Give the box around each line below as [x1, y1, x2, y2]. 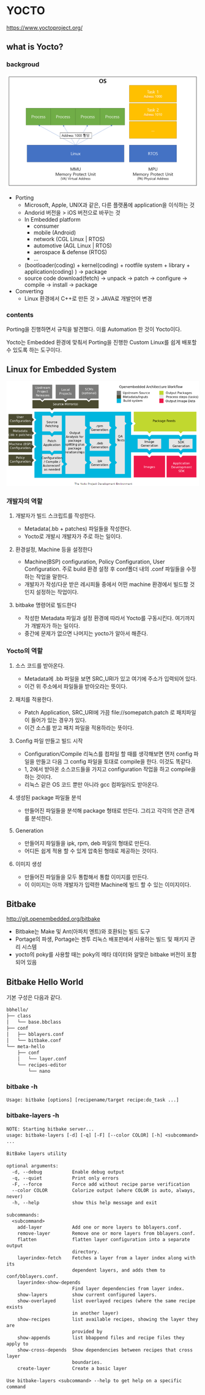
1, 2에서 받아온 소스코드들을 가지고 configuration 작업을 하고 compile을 [24, 765, 196, 773]
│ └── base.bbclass [6, 1019, 62, 1026]
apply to [6, 1340, 29, 1347]
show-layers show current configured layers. [17, 1291, 157, 1298]
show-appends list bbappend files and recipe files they [17, 1334, 185, 1341]
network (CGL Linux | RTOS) [33, 236, 105, 243]
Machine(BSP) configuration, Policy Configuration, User [24, 558, 165, 565]
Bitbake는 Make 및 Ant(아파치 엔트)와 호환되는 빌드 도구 [15, 928, 151, 935]
